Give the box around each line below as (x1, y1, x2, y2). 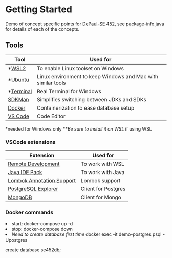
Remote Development (8, 160, 60, 167)
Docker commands (5, 209, 54, 216)
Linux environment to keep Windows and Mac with (36, 73, 159, 80)
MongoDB (8, 193, 32, 201)
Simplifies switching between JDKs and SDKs (36, 96, 147, 103)
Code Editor (36, 113, 66, 120)
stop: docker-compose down (12, 226, 73, 232)
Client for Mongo (80, 193, 121, 201)
